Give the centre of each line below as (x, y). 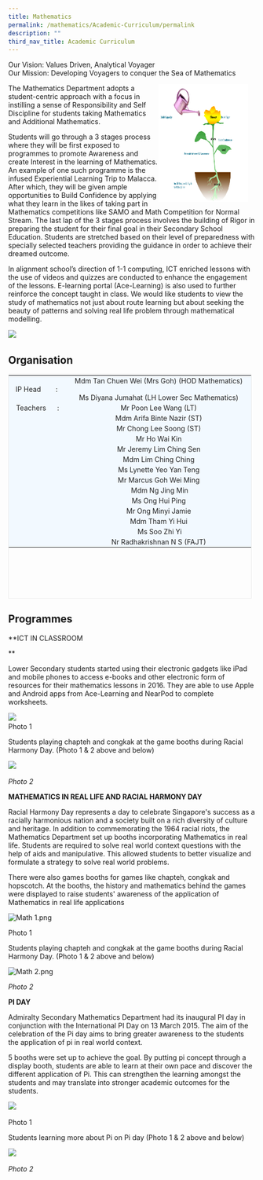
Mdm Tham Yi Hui (159, 522)
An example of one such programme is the (77, 170)
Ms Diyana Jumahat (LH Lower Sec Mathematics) (159, 398)
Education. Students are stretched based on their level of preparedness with (131, 237)
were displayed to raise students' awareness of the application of (114, 894)
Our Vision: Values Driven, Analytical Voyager (82, 65)
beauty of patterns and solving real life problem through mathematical (121, 311)
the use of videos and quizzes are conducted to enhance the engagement (128, 277)
